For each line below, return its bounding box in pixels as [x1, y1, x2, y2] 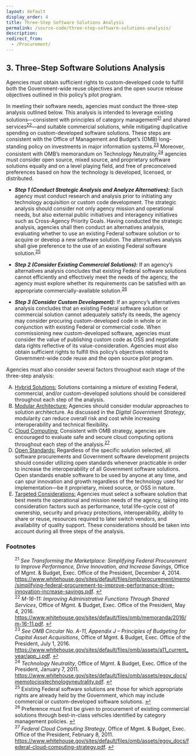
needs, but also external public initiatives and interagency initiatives [14, 211, 178, 218]
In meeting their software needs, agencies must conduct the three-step [6, 102, 178, 109]
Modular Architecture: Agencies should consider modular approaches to [14, 402, 189, 409]
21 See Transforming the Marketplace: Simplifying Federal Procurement [14, 556, 187, 564]
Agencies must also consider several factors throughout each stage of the [6, 366, 185, 373]
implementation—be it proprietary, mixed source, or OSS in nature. [14, 484, 176, 491]
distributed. [6, 175, 34, 182]
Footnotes [6, 542, 36, 551]
